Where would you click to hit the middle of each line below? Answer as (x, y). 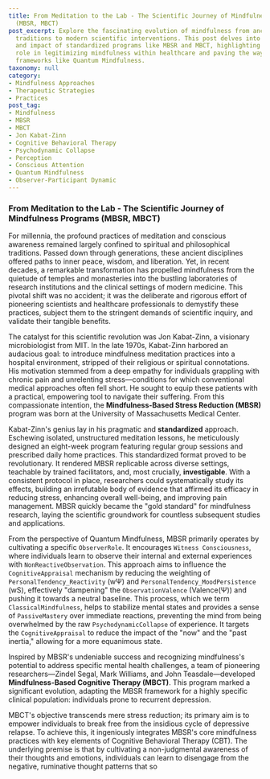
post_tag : (25, 105)
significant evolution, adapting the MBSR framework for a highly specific (128, 691)
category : (25, 76)
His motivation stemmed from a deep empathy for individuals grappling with (134, 371)
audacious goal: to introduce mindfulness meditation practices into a (122, 354)
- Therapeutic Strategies (51, 90)
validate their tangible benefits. (59, 322)
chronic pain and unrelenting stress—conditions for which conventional (127, 379)
